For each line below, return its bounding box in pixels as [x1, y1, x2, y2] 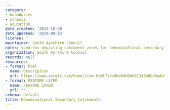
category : [5, 7, 26, 13]
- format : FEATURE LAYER [5, 78, 58, 83]
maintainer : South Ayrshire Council [5, 41, 82, 46]
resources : [5, 59, 28, 64]
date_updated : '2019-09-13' [5, 31, 65, 36]
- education [5, 21, 30, 27]
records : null [5, 54, 35, 60]
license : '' [5, 36, 30, 41]
